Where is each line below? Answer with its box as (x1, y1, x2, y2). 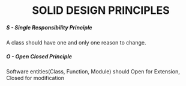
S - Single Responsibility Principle (6, 23, 92, 31)
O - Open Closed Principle (6, 52, 73, 60)
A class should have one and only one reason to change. (6, 39, 146, 46)
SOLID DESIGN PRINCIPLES (32, 4, 170, 17)
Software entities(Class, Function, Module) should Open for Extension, (6, 68, 180, 75)
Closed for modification (6, 75, 65, 82)
